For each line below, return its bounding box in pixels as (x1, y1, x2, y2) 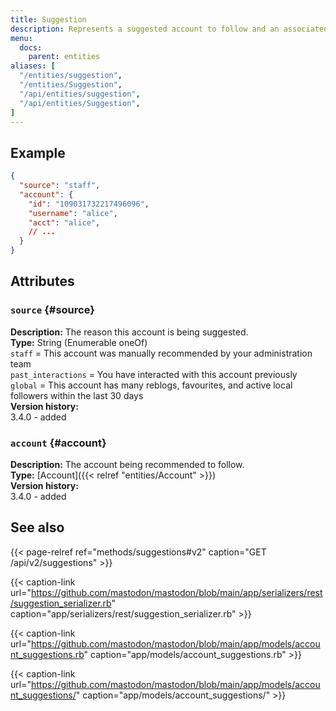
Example (10, 144, 66, 161)
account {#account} (10, 436, 107, 450)
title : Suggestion (10, 14, 87, 25)
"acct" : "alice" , (28, 217, 101, 228)
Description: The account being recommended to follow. (10, 459, 245, 471)
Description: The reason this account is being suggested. (10, 326, 249, 338)
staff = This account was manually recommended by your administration (10, 347, 313, 359)
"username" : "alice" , (28, 208, 118, 218)
